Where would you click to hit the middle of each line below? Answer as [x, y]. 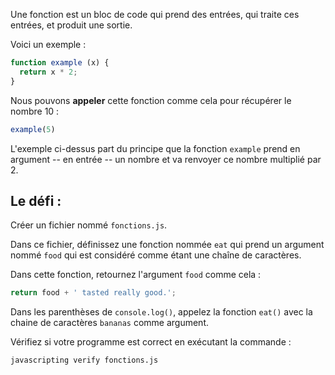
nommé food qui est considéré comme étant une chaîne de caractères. [156, 255]
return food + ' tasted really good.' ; [93, 293]
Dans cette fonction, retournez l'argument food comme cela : [136, 275]
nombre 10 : [35, 111]
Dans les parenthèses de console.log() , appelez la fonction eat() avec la [161, 312]
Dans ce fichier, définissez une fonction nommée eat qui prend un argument [167, 245]
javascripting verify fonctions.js [84, 360]
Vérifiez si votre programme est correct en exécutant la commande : [151, 342]
